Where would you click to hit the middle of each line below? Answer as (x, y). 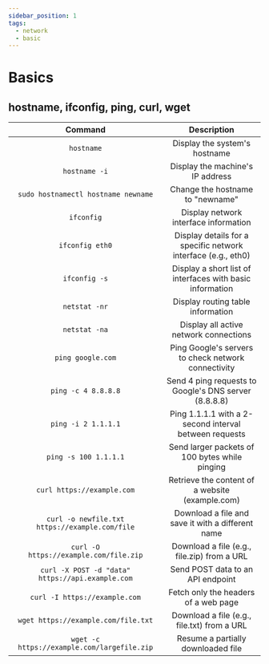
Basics (31, 78)
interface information (211, 223)
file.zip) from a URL (211, 557)
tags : (17, 23)
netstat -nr (86, 307)
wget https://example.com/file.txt (85, 621)
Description (211, 130)
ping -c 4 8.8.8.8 (86, 391)
